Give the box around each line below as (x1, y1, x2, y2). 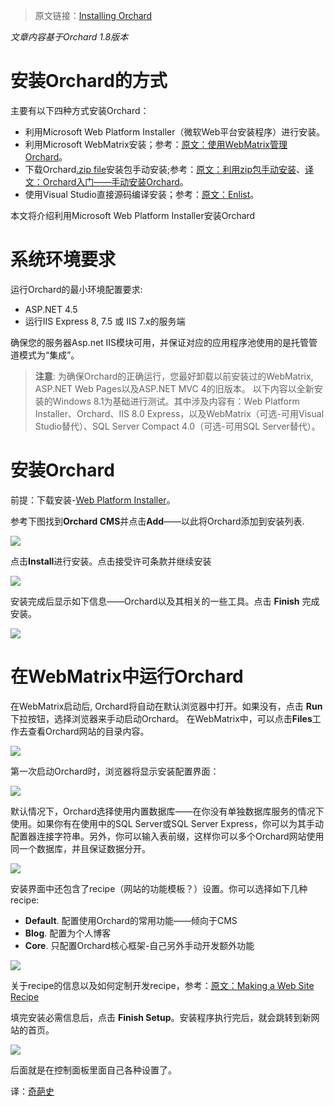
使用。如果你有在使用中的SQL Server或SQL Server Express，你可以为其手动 (10, 817, 324, 829)
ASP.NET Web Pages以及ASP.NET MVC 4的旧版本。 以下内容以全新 (34, 382, 315, 394)
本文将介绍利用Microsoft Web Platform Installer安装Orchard (10, 209, 256, 221)
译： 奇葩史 (10, 1085, 55, 1097)
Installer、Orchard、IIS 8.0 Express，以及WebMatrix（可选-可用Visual (34, 407, 325, 419)
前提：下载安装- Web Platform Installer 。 (10, 494, 176, 506)
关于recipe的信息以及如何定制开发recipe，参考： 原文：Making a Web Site (10, 979, 315, 991)
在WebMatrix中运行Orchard (10, 665, 244, 688)
